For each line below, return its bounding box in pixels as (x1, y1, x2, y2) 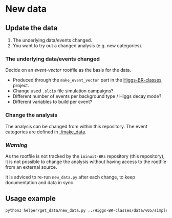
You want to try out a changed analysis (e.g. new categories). (12, 43, 143, 49)
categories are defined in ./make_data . (5, 129, 87, 135)
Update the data (5, 24, 58, 32)
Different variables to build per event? (12, 98, 93, 105)
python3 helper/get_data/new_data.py (5, 208, 86, 213)
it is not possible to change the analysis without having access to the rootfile (5, 158, 166, 165)
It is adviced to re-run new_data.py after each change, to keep (5, 174, 136, 180)
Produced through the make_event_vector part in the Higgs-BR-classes (12, 77, 162, 83)
